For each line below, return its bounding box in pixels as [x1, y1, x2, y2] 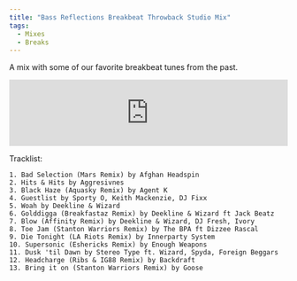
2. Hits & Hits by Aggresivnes [9, 178, 125, 187]
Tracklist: [9, 153, 42, 164]
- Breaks [17, 37, 49, 47]
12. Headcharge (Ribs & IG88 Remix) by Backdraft [9, 256, 196, 265]
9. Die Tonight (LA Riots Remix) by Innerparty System [9, 232, 216, 242]
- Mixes [17, 29, 46, 38]
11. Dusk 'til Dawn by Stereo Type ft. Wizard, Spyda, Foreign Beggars [9, 248, 278, 257]
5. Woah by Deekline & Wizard [9, 201, 121, 211]
